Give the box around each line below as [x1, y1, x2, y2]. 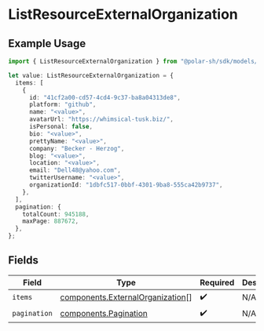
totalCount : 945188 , [22, 210, 90, 218]
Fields [8, 253, 39, 267]
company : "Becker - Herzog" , [28, 144, 125, 152]
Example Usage [8, 37, 86, 50]
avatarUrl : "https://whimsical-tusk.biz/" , [28, 115, 174, 123]
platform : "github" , [28, 100, 97, 109]
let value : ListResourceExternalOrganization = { [8, 71, 174, 79]
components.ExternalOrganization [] [60, 292, 192, 303]
